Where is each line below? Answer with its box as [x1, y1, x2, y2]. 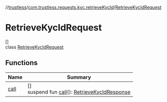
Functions [5, 59, 38, 67]
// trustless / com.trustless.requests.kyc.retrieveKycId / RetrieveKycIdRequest [5, 5, 162, 10]
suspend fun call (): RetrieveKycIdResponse [27, 88, 131, 95]
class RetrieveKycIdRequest [5, 44, 64, 50]
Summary [67, 73, 92, 80]
